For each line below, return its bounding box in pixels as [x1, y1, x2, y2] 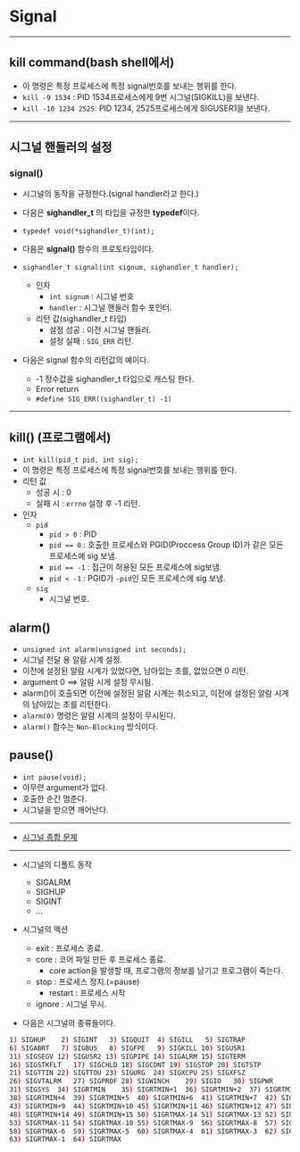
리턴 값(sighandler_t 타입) [35, 313, 128, 324]
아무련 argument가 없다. [21, 781, 109, 792]
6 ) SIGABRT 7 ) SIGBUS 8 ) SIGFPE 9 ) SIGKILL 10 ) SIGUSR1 [9, 1043, 246, 1053]
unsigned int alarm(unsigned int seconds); [21, 646, 187, 655]
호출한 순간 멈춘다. [21, 793, 87, 804]
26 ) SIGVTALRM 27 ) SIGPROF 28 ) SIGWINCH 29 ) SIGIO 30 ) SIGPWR [9, 1077, 274, 1086]
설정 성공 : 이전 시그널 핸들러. [48, 324, 152, 336]
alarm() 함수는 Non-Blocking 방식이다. [21, 722, 158, 732]
